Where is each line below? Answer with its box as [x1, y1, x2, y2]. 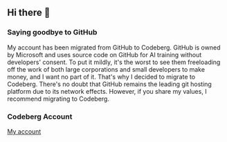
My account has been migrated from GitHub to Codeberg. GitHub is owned [7, 43, 221, 52]
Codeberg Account [7, 112, 73, 121]
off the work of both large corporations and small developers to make [7, 65, 206, 73]
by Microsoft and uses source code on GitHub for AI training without [7, 50, 202, 59]
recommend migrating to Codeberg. [7, 94, 109, 103]
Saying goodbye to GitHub [7, 28, 98, 37]
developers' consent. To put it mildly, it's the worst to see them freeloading [7, 58, 221, 66]
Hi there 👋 [7, 7, 51, 19]
